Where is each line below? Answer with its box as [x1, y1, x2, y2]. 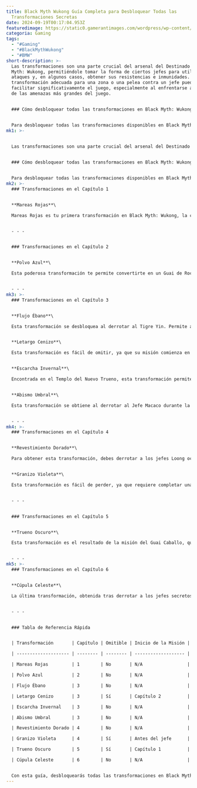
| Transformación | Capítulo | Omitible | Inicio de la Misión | [11, 640, 191, 646]
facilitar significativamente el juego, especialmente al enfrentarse [11, 85, 188, 91]
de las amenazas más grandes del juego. [11, 91, 111, 96]
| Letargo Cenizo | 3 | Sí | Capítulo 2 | [11, 693, 191, 699]
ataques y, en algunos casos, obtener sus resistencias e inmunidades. [11, 74, 191, 80]
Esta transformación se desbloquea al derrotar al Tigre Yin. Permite [11, 323, 188, 329]
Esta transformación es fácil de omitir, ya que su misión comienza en [11, 350, 191, 356]
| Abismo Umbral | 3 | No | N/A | [11, 714, 191, 720]
